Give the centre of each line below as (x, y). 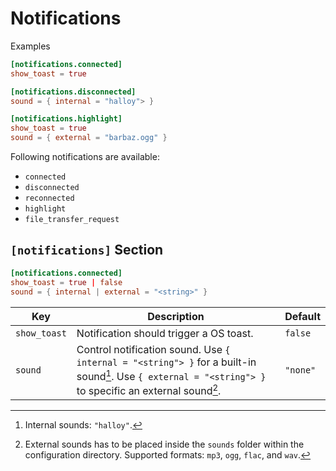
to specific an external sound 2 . (149, 390)
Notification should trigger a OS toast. (165, 333)
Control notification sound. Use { (153, 349)
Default (302, 316)
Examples (30, 46)
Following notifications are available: (85, 157)
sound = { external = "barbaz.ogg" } (89, 138)
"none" (300, 370)
